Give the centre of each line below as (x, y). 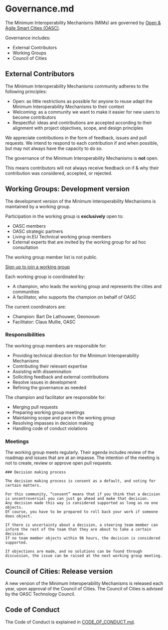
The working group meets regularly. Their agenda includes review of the (80, 453)
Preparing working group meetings (48, 412)
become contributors (34, 117)
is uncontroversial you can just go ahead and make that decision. (77, 499)
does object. (19, 516)
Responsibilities (25, 335)
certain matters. (23, 486)
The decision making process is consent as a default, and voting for (80, 481)
